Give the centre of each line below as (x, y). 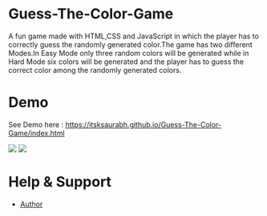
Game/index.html (37, 133)
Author (31, 204)
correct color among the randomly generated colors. (95, 70)
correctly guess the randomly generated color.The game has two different (130, 44)
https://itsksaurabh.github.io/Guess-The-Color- (144, 124)
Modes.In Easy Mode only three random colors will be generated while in (129, 53)
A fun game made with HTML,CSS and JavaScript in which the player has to (133, 36)
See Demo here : (36, 124)
